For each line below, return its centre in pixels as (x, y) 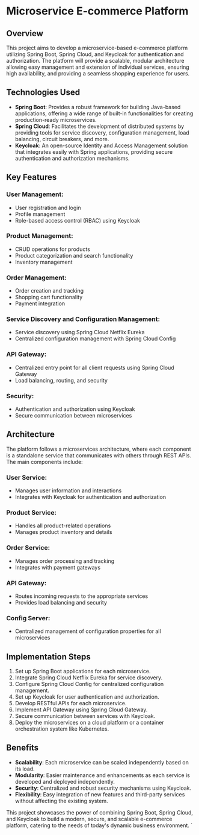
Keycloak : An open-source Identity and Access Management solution (101, 145)
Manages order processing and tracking (65, 561)
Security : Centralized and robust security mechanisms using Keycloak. (103, 788)
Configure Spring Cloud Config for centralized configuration (89, 684)
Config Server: (28, 618)
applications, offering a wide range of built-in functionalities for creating (104, 113)
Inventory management (44, 262)
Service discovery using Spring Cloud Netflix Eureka (80, 332)
